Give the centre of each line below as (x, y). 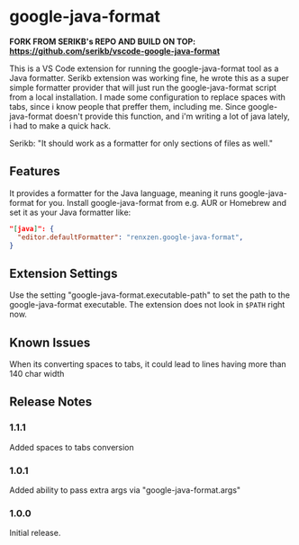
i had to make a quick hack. (60, 125)
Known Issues (50, 342)
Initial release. (35, 533)
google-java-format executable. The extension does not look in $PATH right (147, 305)
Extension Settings (63, 273)
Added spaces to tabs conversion (72, 447)
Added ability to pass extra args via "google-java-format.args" (125, 490)
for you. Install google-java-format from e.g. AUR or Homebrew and (161, 202)
